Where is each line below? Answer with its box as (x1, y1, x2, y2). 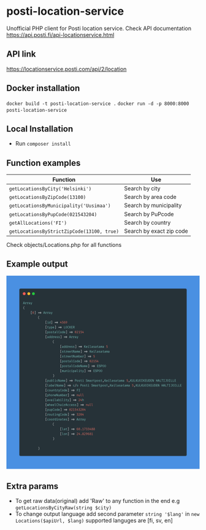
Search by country (124, 219, 171, 226)
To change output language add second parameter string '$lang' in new (15, 510, 200, 518)
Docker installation (6, 83, 80, 93)
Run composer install (15, 140, 71, 147)
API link (6, 49, 36, 60)
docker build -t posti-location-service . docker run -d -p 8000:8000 (6, 100, 189, 107)
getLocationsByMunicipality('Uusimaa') (9, 203, 111, 209)
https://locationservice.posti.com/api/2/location (6, 65, 127, 72)
